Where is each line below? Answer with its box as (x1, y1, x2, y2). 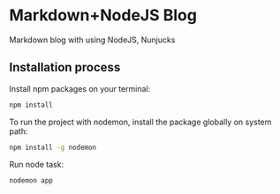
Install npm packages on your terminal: (9, 83, 151, 93)
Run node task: (9, 159, 64, 169)
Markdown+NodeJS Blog (9, 5, 197, 26)
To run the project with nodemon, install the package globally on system (9, 116, 272, 127)
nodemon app (9, 175, 53, 185)
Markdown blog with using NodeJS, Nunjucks (9, 34, 176, 45)
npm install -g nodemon (9, 143, 97, 152)
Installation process (9, 60, 121, 75)
